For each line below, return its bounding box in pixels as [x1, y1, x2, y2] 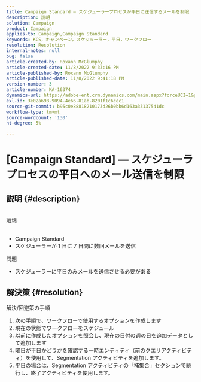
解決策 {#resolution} [6, 287, 83, 297]
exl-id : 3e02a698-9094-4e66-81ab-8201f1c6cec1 [6, 98, 124, 104]
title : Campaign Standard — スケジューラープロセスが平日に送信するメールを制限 [6, 8, 190, 15]
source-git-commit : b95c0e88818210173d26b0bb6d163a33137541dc [6, 103, 165, 110]
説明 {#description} [6, 193, 81, 204]
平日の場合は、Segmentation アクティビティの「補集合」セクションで [14, 362, 187, 369]
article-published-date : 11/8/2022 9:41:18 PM [6, 75, 124, 81]
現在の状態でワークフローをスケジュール [14, 324, 115, 331]
